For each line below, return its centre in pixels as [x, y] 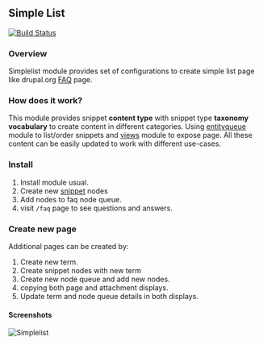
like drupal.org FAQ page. [50, 80]
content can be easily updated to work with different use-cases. [115, 143]
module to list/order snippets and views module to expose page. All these [130, 135]
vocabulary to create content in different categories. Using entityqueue [127, 127]
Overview [28, 53]
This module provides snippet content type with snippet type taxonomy [128, 118]
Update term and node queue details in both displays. [109, 296]
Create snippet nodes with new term [80, 270]
